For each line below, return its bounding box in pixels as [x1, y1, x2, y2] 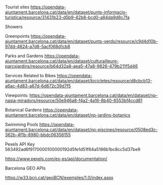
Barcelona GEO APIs [5, 165, 46, 171]
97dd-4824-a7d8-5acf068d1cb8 [5, 44, 70, 49]
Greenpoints [5, 34, 30, 39]
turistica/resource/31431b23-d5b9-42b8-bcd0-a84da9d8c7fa [5, 15, 130, 20]
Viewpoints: [5, 92, 29, 98]
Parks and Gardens [5, 53, 44, 59]
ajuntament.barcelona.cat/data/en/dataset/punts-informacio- [5, 9, 128, 15]
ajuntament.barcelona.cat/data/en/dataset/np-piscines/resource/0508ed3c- [5, 127, 158, 133]
